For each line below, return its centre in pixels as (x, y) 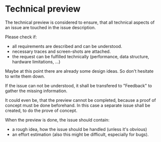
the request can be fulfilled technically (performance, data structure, (80, 56)
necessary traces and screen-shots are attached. (61, 51)
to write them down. (25, 76)
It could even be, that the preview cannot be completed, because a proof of (80, 100)
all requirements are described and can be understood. (67, 46)
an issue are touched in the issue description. (50, 27)
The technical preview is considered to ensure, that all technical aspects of (80, 22)
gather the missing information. (36, 91)
